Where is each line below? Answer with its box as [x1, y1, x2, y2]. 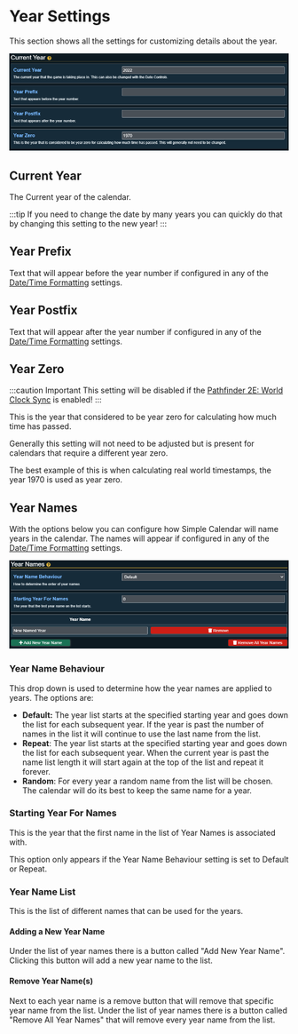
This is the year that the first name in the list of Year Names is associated [9, 827, 277, 838]
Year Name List [9, 886, 76, 898]
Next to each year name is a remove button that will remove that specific [9, 995, 275, 1006]
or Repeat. [9, 863, 47, 874]
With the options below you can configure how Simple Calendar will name [9, 524, 279, 535]
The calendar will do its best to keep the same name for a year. [21, 784, 253, 796]
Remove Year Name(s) [9, 975, 93, 986]
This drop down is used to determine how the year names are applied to [9, 682, 272, 694]
